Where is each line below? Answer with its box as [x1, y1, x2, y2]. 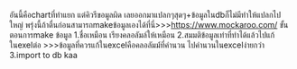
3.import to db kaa [9, 50, 79, 60]
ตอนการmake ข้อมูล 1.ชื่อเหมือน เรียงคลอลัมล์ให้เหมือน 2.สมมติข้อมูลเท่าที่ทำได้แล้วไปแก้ [9, 30, 275, 40]
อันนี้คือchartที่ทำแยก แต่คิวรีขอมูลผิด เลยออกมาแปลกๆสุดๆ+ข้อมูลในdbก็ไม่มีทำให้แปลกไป [9, 10, 282, 20]
